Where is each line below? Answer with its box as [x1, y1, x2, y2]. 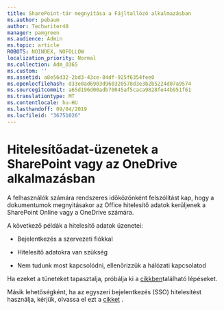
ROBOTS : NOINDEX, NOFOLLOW [7, 49, 84, 56]
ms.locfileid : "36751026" [7, 112, 81, 119]
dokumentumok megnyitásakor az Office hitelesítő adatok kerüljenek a [7, 200, 206, 209]
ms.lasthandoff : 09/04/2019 [7, 106, 88, 112]
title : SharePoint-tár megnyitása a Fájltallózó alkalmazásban [7, 10, 192, 17]
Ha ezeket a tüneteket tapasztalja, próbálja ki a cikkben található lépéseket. [7, 274, 218, 283]
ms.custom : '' [7, 67, 48, 74]
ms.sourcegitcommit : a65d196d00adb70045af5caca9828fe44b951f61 [7, 86, 192, 93]
